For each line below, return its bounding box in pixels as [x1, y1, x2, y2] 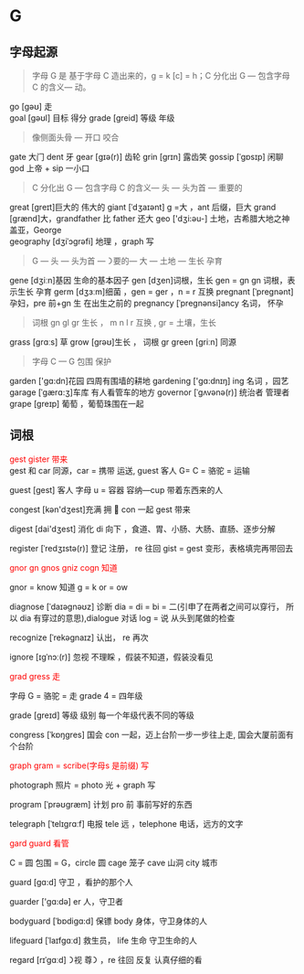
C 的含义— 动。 [31, 81, 91, 92]
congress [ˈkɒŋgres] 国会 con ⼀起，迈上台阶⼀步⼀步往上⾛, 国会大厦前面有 [9, 729, 295, 740]
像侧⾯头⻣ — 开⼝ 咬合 [31, 132, 120, 143]
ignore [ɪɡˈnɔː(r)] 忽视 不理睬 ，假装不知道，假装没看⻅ [9, 651, 214, 662]
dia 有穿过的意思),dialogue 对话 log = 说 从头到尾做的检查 [19, 612, 236, 623]
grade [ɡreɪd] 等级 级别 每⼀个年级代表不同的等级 [9, 710, 194, 721]
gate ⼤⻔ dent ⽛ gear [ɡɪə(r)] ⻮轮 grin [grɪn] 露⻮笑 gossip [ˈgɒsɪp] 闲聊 [9, 152, 284, 162]
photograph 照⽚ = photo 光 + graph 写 [9, 779, 156, 790]
